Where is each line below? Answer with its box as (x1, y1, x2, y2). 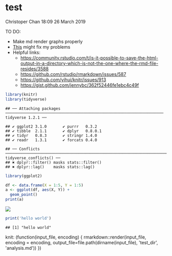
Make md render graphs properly (12, 38, 83, 45)
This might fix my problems (12, 44, 71, 50)
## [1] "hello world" (5, 225, 52, 230)
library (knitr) (5, 92, 38, 97)
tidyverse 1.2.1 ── (5, 115, 47, 120)
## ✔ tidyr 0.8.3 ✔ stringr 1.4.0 (5, 133, 97, 138)
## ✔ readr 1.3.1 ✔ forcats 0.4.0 (5, 137, 97, 143)
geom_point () (10, 192, 38, 198)
